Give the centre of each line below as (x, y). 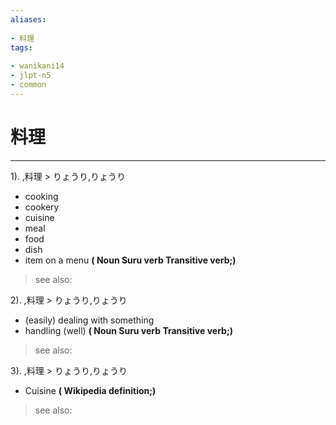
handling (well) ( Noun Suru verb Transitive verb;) (128, 330)
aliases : (28, 19)
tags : (21, 47)
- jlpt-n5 (31, 76)
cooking (41, 196)
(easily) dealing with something (89, 320)
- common (28, 85)
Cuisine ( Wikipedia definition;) (90, 390)
